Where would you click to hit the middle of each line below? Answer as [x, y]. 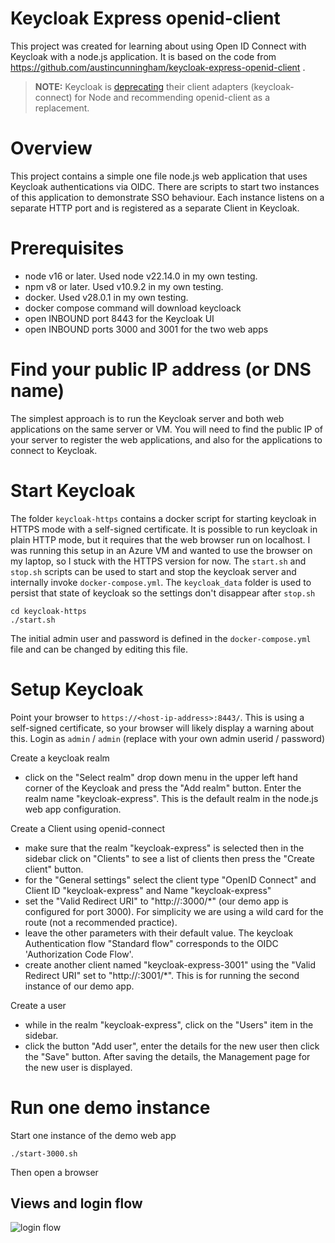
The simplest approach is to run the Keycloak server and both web [147, 418]
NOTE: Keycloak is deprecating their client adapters [141, 86]
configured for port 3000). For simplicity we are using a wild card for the [174, 911]
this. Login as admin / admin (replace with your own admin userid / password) [167, 738]
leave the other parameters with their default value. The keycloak [159, 933]
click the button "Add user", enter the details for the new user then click [172, 1046]
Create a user [38, 1005]
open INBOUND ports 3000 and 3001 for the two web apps [146, 329]
